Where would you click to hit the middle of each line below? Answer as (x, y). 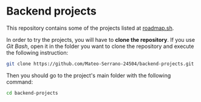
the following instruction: (37, 52)
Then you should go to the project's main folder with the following (89, 75)
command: (20, 82)
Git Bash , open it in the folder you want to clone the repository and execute (100, 46)
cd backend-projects (32, 93)
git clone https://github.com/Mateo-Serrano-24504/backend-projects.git (100, 64)
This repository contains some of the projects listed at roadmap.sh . (90, 28)
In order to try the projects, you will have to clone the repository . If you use (101, 39)
